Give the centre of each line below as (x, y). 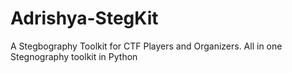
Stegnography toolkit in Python (74, 56)
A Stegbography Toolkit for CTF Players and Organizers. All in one (146, 46)
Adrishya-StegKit (84, 18)
